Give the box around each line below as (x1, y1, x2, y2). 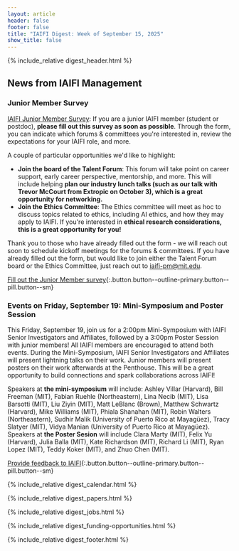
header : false (7, 17, 50, 24)
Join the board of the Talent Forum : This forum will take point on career (17, 164, 230, 173)
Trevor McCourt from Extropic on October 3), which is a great (17, 187, 203, 196)
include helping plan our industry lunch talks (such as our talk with (17, 179, 218, 188)
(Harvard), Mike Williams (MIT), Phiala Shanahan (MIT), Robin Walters (7, 407, 211, 416)
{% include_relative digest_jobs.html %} (7, 508, 125, 516)
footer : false (7, 23, 50, 31)
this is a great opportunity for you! (17, 225, 122, 233)
